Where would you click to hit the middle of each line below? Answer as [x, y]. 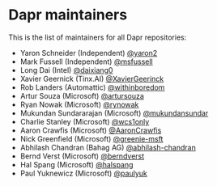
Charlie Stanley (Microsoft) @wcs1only [85, 121]
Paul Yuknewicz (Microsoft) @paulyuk [83, 173]
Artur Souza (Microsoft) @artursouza [82, 95]
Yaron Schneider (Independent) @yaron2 [89, 53]
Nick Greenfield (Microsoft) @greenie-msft [91, 138]
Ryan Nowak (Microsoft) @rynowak [79, 104]
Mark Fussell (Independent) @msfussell [87, 61]
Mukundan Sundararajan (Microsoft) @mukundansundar [114, 113]
